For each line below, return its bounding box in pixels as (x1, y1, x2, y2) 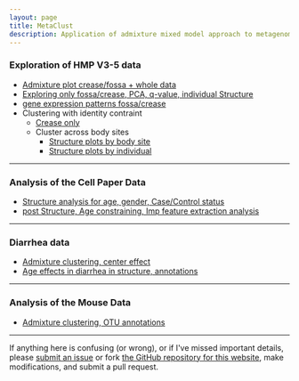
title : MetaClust (9, 21, 74, 30)
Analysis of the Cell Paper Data (9, 175, 147, 188)
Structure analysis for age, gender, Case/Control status (21, 196, 225, 207)
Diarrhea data (9, 236, 70, 248)
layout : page (9, 12, 58, 22)
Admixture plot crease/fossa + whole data (21, 79, 176, 90)
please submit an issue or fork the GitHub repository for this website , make (9, 352, 285, 362)
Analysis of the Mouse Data (9, 296, 132, 309)
